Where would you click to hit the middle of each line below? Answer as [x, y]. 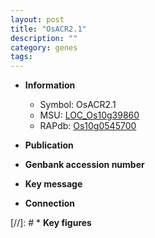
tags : [21, 57]
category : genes [44, 47]
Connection [49, 203]
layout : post [37, 19]
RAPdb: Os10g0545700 [88, 126]
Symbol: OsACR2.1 [78, 105]
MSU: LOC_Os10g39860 [89, 115]
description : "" [44, 38]
